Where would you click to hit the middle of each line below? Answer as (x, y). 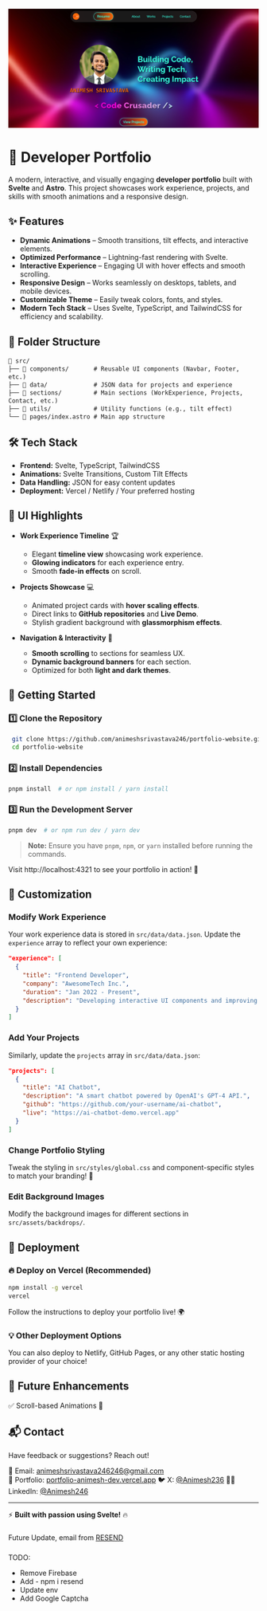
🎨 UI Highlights (46, 516)
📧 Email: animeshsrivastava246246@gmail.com (86, 1471)
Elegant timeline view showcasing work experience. (117, 554)
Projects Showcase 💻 (57, 587)
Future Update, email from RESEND (66, 1537)
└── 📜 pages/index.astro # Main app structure (87, 417)
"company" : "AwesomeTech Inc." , (76, 984)
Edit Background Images (56, 1196)
